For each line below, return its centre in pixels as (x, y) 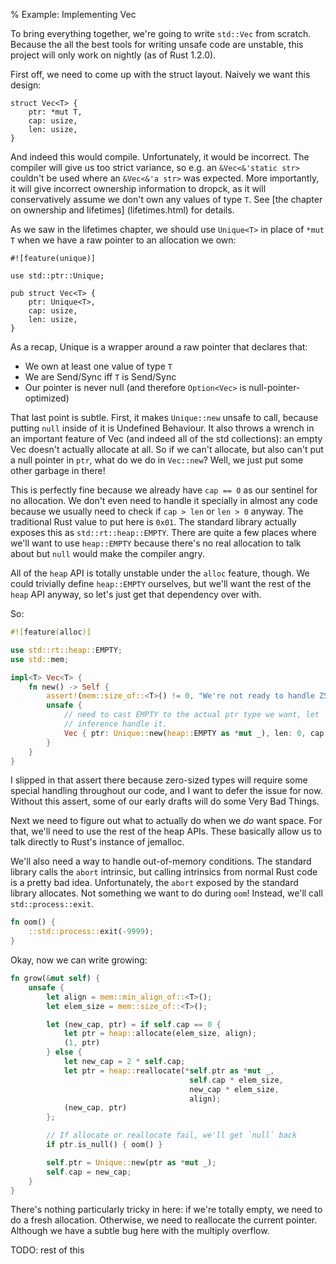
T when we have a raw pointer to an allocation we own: (123, 240)
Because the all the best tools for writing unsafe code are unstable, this (157, 44)
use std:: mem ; (40, 659)
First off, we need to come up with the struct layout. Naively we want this (160, 74)
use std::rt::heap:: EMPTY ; (66, 650)
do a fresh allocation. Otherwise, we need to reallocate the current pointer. (164, 1220)
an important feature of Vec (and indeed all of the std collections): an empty (166, 438)
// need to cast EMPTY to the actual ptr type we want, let (191, 715)
